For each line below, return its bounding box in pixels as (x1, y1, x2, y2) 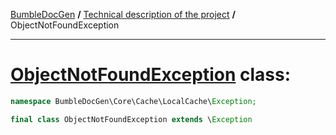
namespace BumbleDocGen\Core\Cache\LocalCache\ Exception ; (10, 96, 257, 106)
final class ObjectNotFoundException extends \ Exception (10, 114, 253, 124)
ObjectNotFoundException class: (10, 64, 292, 86)
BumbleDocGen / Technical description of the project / (10, 9, 236, 20)
